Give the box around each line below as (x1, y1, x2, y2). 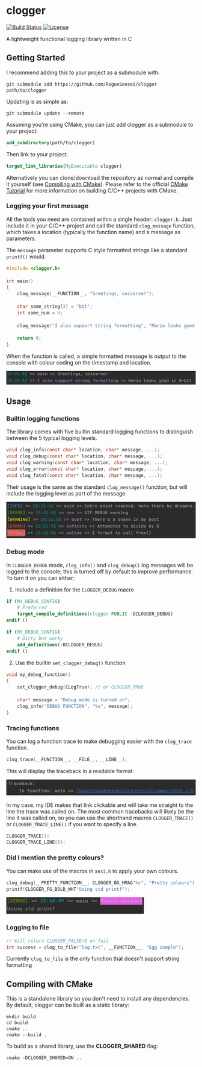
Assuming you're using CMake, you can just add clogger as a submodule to (6, 121, 194, 128)
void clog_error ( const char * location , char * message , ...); (6, 466, 163, 472)
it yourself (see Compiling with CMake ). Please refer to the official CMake (6, 180, 188, 188)
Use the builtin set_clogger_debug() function (14, 659, 126, 666)
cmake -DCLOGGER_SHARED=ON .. (6, 1055, 82, 1061)
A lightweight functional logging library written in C (6, 35, 132, 42)
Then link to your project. (6, 150, 69, 158)
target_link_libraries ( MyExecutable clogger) (6, 163, 122, 169)
